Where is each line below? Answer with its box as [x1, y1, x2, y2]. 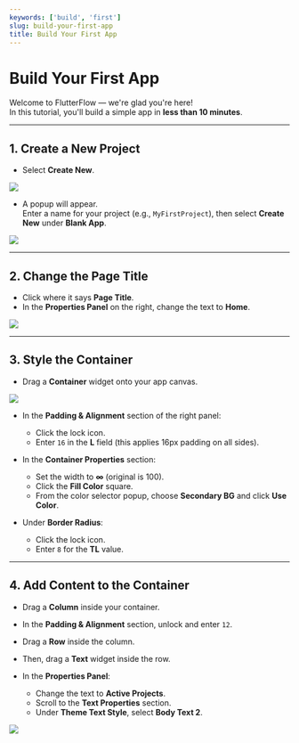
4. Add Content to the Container [9, 578, 190, 593]
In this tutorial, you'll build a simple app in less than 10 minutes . [9, 107, 243, 118]
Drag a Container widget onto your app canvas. [21, 376, 198, 387]
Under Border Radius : [21, 517, 104, 527]
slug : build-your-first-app [9, 21, 114, 30]
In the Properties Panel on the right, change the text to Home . [21, 301, 251, 312]
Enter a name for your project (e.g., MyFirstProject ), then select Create [21, 208, 285, 219]
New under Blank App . [21, 217, 107, 228]
